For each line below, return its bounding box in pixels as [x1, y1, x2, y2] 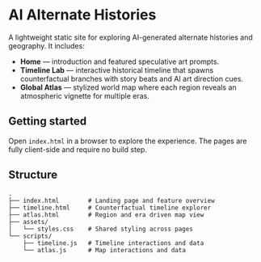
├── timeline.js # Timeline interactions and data [23, 239, 204, 247]
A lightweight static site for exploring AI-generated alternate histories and [8, 32, 253, 42]
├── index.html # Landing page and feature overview [8, 196, 216, 205]
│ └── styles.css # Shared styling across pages [8, 225, 194, 233]
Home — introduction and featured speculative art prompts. [19, 57, 220, 66]
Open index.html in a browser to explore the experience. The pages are [8, 136, 247, 146]
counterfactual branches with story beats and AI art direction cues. [19, 74, 244, 83]
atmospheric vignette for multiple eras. [19, 91, 149, 100]
